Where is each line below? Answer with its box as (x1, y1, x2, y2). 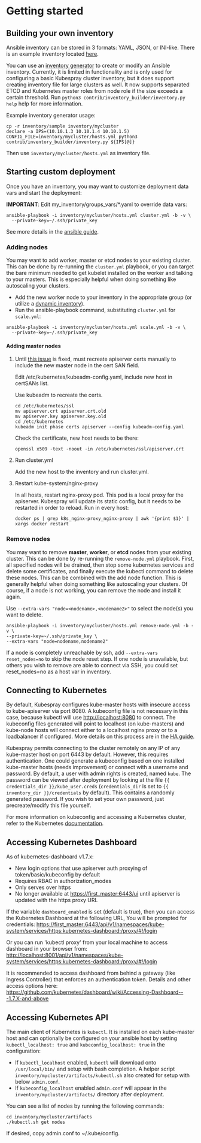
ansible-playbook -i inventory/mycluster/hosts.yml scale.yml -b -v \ (6, 325, 186, 331)
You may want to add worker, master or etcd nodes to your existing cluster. (6, 256, 191, 264)
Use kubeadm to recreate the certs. (14, 391, 103, 399)
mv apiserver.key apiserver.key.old (14, 413, 106, 420)
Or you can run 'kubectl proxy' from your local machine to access (6, 939, 168, 946)
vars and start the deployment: (6, 189, 82, 196)
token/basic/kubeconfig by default (14, 871, 100, 878)
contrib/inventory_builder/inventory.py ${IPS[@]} (6, 139, 135, 145)
